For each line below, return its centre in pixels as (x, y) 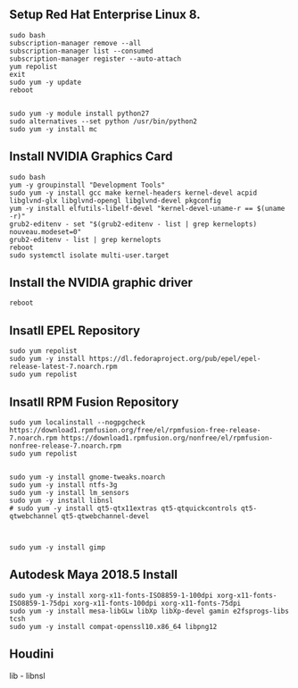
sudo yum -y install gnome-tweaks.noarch (87, 477)
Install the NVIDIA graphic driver (101, 283)
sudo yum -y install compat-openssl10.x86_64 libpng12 (113, 626)
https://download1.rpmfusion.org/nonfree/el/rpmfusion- (167, 438)
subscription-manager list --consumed (81, 51)
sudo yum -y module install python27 (79, 113)
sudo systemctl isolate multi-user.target (89, 255)
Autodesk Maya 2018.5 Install (94, 575)
